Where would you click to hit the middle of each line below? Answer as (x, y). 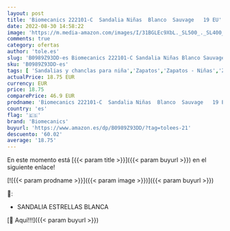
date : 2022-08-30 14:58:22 (46, 26)
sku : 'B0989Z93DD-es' (38, 64)
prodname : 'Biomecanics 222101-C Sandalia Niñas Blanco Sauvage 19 (113, 103)
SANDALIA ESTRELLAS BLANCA (63, 207)
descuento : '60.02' (35, 134)
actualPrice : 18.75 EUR (41, 77)
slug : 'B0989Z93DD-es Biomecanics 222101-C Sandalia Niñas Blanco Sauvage (116, 58)
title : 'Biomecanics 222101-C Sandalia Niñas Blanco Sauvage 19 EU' (115, 20)
